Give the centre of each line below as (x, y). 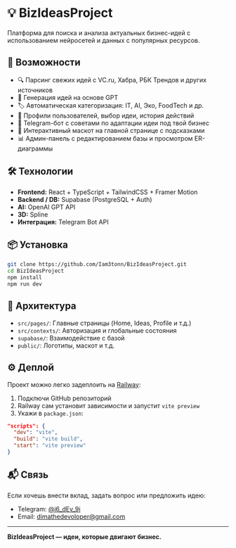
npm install (25, 278)
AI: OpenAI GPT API (46, 207)
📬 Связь (28, 475)
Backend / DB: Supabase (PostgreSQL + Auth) (85, 199)
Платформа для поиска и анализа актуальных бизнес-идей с (99, 32)
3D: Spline (33, 214)
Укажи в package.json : (50, 413)
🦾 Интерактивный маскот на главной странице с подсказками (111, 130)
